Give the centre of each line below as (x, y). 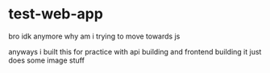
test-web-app (56, 14)
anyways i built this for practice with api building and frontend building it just (135, 51)
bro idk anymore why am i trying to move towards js (94, 36)
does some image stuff (46, 60)
